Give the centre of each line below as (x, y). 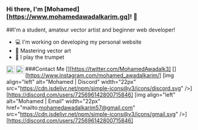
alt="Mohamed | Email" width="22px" (54, 101)
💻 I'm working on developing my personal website (78, 42)
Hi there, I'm (25, 9)
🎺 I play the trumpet (40, 57)
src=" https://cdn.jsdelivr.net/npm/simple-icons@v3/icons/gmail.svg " (92, 114)
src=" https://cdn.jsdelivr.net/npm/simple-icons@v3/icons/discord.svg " (95, 88)
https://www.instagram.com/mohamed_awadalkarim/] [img (101, 75)
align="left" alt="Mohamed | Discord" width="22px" (71, 82)
